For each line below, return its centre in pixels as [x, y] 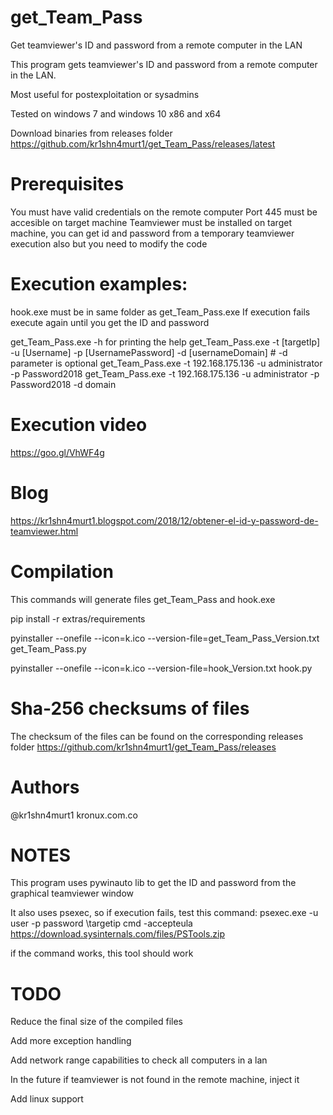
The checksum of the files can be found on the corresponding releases [157, 736]
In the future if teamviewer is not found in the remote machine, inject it [155, 1080]
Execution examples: [99, 284]
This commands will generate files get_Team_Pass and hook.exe [143, 599]
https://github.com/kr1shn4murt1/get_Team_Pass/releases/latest [143, 143]
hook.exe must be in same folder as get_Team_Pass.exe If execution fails [160, 312]
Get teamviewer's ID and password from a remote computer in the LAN [156, 45]
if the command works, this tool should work [102, 953]
